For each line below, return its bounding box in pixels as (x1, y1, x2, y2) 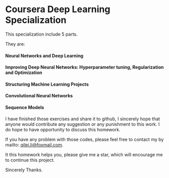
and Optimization (5, 69, 43, 76)
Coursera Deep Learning (5, 4, 110, 15)
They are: (5, 41, 25, 47)
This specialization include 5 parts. (5, 31, 78, 37)
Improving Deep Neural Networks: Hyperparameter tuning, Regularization (5, 64, 164, 70)
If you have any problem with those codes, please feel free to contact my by (5, 136, 164, 143)
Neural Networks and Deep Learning (5, 52, 83, 59)
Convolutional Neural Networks (5, 93, 73, 99)
